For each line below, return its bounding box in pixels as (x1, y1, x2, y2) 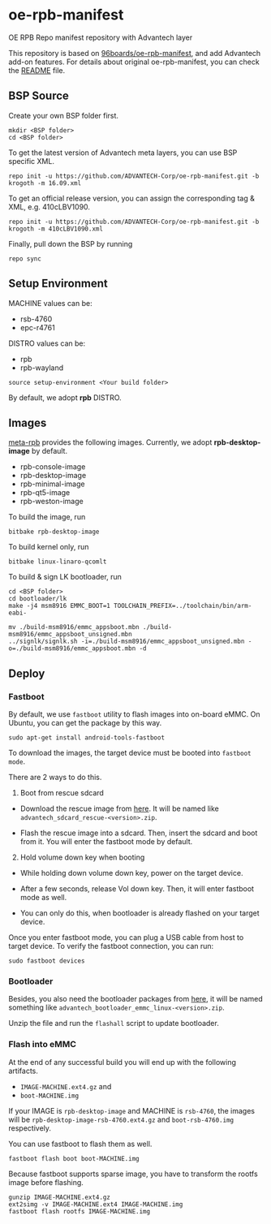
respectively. (8, 1123, 51, 1133)
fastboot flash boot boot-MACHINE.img (8, 1154, 140, 1162)
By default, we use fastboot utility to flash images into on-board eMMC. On (8, 709, 261, 719)
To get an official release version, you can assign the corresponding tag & (8, 193, 256, 203)
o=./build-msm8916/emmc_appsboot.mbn (8, 644, 136, 653)
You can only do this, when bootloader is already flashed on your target (19, 908, 260, 918)
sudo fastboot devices (8, 957, 85, 965)
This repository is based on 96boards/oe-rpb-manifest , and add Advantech (8, 48, 261, 58)
